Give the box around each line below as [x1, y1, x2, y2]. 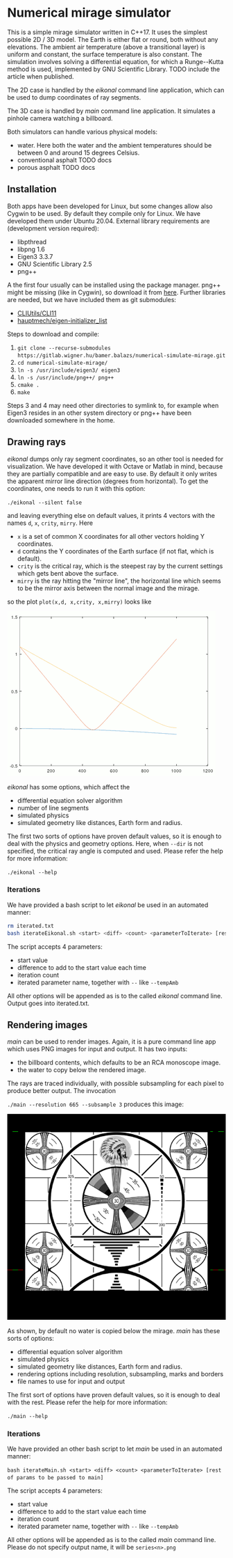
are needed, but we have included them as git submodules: [7, 295, 177, 304]
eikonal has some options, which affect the [7, 782, 130, 791]
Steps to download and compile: [7, 329, 99, 338]
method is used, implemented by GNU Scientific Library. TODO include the [7, 65, 221, 73]
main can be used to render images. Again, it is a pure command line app [7, 1037, 216, 1046]
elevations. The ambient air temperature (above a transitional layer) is [7, 42, 206, 51]
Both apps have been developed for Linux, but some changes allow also [7, 202, 213, 210]
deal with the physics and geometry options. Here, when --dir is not [7, 839, 203, 847]
